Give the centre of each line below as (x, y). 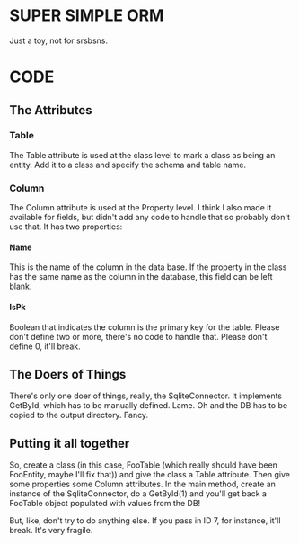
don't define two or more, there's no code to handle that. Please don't (138, 336)
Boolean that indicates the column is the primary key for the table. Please (145, 327)
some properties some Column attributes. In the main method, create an (143, 484)
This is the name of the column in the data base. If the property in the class (148, 267)
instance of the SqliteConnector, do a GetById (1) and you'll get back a (138, 494)
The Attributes (51, 110)
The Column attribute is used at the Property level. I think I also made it (141, 208)
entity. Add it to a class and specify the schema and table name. (128, 165)
